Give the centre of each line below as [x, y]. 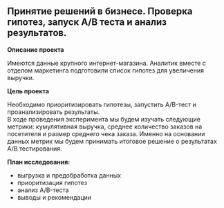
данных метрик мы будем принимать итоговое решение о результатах [112, 141]
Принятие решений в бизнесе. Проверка [100, 11]
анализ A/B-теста [43, 190]
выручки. [21, 77]
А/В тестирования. [35, 149]
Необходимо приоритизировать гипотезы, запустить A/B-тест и [102, 104]
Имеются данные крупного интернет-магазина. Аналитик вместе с [106, 63]
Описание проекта [36, 49]
